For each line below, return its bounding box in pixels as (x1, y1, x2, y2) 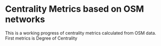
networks (5, 14, 45, 25)
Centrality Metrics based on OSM (5, 3, 144, 15)
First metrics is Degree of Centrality (5, 35, 78, 41)
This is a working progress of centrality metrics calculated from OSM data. (5, 30, 157, 36)
